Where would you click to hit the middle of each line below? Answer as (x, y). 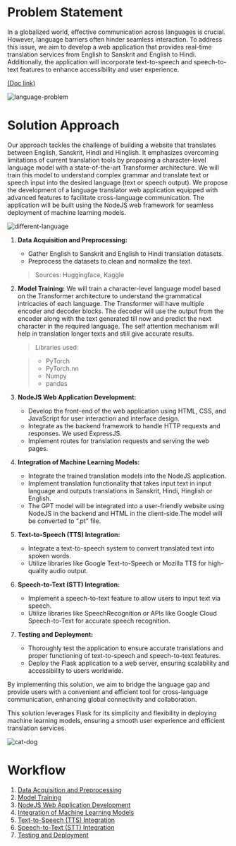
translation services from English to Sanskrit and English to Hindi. (102, 54)
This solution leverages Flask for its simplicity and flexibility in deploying (112, 713)
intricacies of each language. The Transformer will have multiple (111, 303)
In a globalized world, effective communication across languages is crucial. (116, 32)
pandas (57, 383)
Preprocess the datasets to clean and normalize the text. (110, 261)
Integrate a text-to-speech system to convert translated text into (121, 548)
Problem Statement (65, 12)
